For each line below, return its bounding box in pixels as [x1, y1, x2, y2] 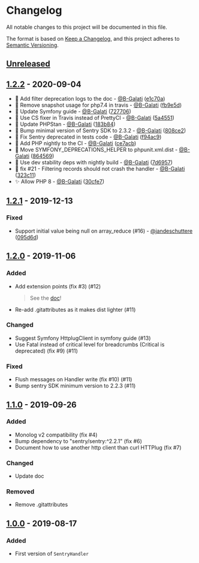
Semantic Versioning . [6, 41, 59, 49]
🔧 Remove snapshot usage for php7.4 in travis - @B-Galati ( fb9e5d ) [14, 101, 182, 109]
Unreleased [6, 59, 51, 69]
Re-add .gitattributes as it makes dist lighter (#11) [14, 306, 136, 313]
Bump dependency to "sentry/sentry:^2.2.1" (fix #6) [14, 437, 142, 444]
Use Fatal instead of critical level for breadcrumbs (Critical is [14, 341, 165, 348]
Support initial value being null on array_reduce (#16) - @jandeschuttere [14, 227, 193, 234]
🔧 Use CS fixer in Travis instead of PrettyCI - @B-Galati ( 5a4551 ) [14, 115, 175, 122]
